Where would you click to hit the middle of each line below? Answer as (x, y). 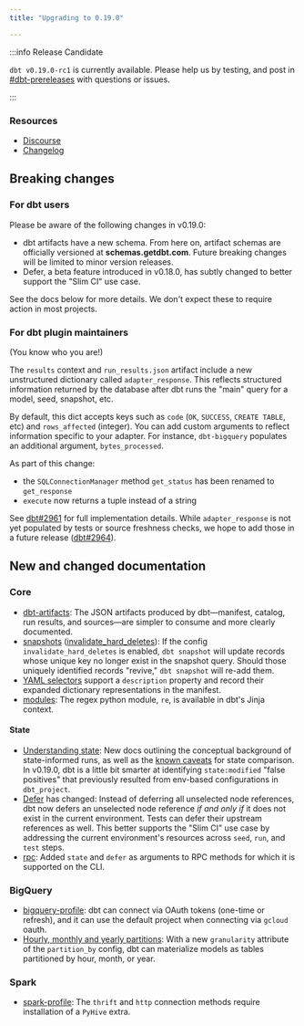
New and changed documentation (108, 566)
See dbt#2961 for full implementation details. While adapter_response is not (150, 518)
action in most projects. (54, 309)
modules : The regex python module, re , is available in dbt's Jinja (144, 699)
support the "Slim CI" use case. (81, 281)
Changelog (43, 150)
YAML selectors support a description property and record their (143, 680)
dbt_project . (46, 789)
